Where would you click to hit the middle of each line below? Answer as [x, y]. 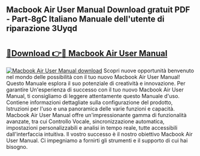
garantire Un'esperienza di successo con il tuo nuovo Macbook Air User [95, 90]
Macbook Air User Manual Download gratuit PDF [98, 10]
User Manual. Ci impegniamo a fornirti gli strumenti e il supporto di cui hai [97, 140]
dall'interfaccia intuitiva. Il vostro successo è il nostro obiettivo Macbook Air [99, 134]
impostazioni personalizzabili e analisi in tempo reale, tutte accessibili [92, 128]
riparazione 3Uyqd [42, 28]
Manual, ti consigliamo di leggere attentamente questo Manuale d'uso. [93, 96]
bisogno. [17, 147]
